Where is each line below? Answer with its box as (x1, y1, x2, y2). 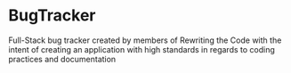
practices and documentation (8, 53, 117, 64)
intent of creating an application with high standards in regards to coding (8, 44, 275, 54)
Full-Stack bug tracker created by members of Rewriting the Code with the (8, 35, 282, 45)
